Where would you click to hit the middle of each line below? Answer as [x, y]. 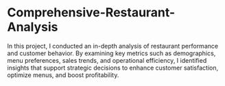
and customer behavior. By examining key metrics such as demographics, [111, 53]
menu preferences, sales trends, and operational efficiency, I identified [107, 60]
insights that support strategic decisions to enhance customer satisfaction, [113, 68]
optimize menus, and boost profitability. [63, 75]
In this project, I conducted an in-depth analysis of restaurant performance [113, 46]
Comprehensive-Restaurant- [91, 13]
